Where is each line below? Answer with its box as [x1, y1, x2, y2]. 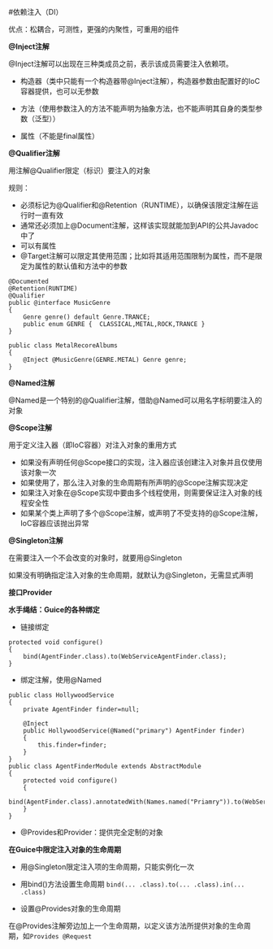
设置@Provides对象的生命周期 [19, 903, 121, 913]
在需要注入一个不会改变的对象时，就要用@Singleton [8, 553, 183, 563]
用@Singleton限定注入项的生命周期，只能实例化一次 [19, 862, 195, 872]
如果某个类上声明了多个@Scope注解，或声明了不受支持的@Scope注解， [19, 508, 262, 518]
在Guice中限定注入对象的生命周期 [8, 845, 122, 854]
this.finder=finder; [37, 741, 107, 749]
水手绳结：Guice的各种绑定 [8, 605, 100, 614]
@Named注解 [8, 378, 55, 388]
